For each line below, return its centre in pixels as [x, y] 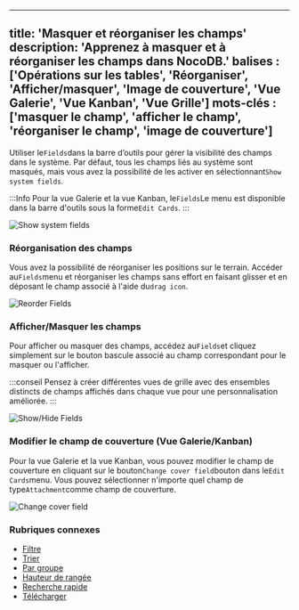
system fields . [36, 181]
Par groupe [43, 568]
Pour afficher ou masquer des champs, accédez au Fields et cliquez [133, 346]
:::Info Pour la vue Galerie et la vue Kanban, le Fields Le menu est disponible [148, 198]
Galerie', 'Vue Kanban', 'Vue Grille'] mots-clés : [143, 103]
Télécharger [44, 596]
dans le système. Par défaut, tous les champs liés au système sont [131, 162]
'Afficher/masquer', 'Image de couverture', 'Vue [145, 89]
